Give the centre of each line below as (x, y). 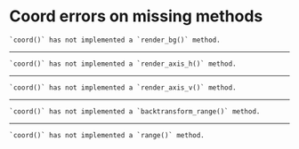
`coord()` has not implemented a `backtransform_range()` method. (135, 111)
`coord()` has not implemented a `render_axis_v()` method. (123, 87)
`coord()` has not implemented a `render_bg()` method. (115, 40)
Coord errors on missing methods (136, 16)
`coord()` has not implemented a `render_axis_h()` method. (123, 64)
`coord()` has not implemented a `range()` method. (107, 135)
